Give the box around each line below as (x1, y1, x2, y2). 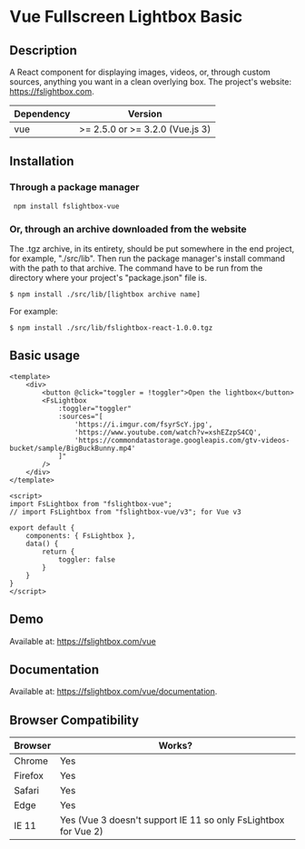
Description (9, 43, 77, 58)
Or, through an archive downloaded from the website (9, 223, 247, 235)
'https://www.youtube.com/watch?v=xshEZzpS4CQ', (74, 427, 261, 437)
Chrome (14, 754, 48, 767)
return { (42, 547, 75, 556)
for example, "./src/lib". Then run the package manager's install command (9, 253, 286, 264)
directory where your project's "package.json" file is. (9, 272, 207, 283)
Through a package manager (9, 181, 140, 194)
